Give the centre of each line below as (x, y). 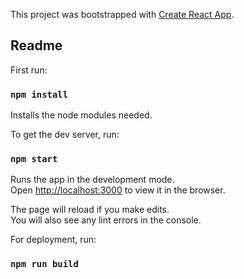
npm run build (44, 264)
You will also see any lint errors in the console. (106, 220)
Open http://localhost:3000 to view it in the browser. (118, 190)
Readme (36, 45)
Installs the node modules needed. (81, 115)
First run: (29, 70)
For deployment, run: (53, 240)
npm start (34, 159)
